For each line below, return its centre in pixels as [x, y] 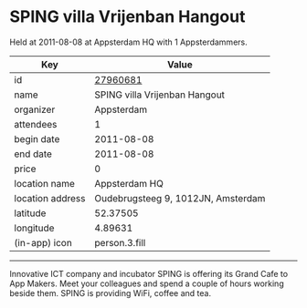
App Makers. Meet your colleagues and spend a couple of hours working [147, 283]
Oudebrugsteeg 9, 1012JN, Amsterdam [180, 198]
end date [33, 154]
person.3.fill [120, 242]
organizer [35, 109]
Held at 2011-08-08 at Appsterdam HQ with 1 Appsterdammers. [129, 42]
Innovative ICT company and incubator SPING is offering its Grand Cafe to [149, 273]
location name [44, 183]
